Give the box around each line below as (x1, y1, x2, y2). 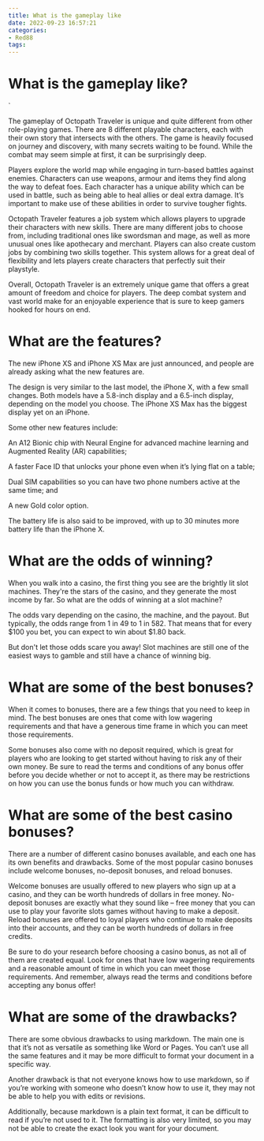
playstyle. (8, 265, 40, 274)
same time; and (8, 486, 58, 494)
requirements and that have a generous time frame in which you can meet (8, 721, 248, 730)
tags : (8, 41, 26, 49)
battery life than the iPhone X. (8, 524, 105, 534)
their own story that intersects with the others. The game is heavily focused (8, 133, 254, 143)
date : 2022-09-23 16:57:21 (8, 19, 97, 27)
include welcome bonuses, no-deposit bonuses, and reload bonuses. (8, 865, 233, 875)
